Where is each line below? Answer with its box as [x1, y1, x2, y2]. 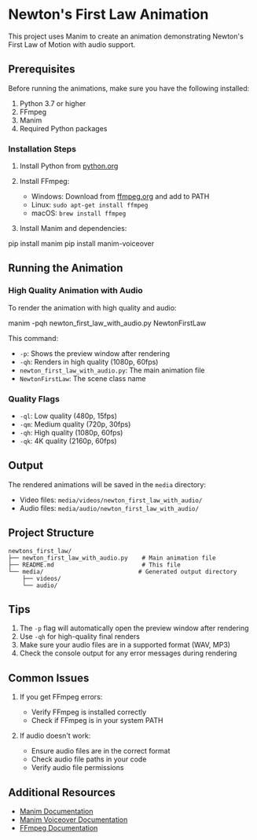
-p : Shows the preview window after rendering [19, 348, 171, 358]
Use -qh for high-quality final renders [19, 632, 140, 641]
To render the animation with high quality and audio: [8, 303, 177, 312]
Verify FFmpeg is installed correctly [31, 707, 147, 717]
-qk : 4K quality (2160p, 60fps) [19, 436, 117, 446]
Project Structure [8, 526, 94, 540]
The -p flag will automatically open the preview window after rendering [19, 623, 249, 633]
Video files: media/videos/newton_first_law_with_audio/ [19, 495, 203, 504]
